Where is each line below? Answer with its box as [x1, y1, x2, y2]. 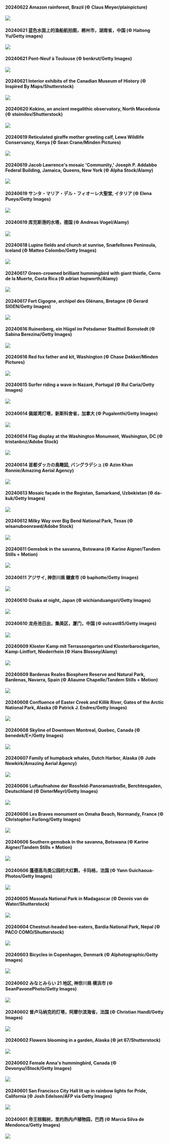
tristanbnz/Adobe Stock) [5, 438, 59, 444]
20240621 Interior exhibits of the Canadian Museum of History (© [5, 78, 146, 84]
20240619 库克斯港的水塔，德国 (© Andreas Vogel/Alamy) [5, 219, 129, 225]
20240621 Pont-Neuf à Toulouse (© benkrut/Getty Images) [5, 56, 132, 61]
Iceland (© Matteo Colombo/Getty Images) [5, 247, 97, 253]
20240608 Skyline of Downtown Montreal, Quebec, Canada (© [5, 727, 140, 733]
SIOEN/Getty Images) [5, 303, 51, 309]
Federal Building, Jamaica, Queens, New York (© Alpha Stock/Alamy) [5, 167, 153, 173]
